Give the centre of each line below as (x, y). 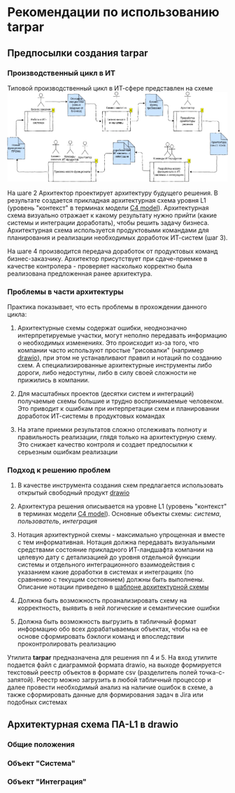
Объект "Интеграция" (47, 782)
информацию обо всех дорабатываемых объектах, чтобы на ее (113, 629)
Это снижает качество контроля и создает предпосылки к (105, 445)
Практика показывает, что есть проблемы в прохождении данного (107, 307)
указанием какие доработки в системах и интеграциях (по (105, 572)
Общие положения (41, 744)
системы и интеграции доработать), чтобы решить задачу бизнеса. (108, 222)
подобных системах (37, 703)
